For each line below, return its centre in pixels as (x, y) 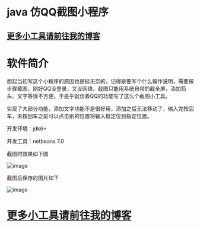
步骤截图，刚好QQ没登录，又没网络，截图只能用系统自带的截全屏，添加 (94, 88)
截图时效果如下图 (28, 154)
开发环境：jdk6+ (27, 129)
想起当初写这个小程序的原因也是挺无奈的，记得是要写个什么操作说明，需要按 (100, 81)
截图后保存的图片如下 (33, 178)
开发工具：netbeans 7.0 (36, 141)
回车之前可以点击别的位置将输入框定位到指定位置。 (90, 116)
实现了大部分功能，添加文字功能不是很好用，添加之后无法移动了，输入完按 (98, 108)
